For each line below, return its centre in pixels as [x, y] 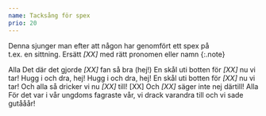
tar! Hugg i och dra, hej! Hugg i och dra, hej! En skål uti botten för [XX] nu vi [132, 78]
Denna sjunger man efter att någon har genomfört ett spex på [109, 45]
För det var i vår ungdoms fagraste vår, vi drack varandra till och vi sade [126, 95]
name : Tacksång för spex [49, 15]
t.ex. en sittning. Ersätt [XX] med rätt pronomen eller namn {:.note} [117, 54]
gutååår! [22, 103]
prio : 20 [23, 23]
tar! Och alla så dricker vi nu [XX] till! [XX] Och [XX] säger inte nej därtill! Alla [133, 86]
